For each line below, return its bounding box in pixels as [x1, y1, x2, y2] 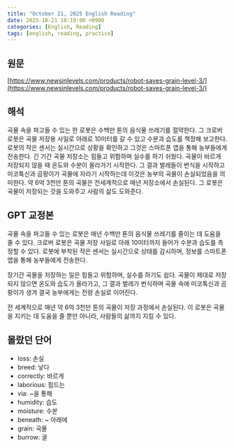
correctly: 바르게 [17, 372, 64, 380]
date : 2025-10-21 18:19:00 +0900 [7, 17, 105, 24]
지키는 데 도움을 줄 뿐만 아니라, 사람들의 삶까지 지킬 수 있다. [14, 311, 177, 320]
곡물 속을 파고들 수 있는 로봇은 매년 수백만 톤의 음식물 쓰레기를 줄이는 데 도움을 [7, 229, 221, 238]
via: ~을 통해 [17, 389, 52, 398]
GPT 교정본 [7, 209, 54, 221]
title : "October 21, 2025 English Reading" [7, 10, 136, 17]
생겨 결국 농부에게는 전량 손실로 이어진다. [25, 288, 138, 296]
